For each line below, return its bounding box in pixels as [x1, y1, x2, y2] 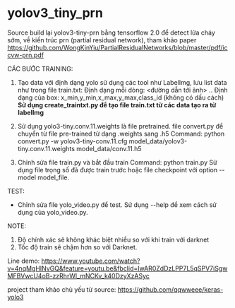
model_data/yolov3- [128, 136, 188, 146]
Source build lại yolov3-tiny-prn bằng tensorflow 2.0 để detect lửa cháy [7, 28, 215, 37]
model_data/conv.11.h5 [76, 144, 143, 153]
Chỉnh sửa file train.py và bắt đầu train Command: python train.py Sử [17, 158, 217, 167]
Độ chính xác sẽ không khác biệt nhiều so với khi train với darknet [17, 235, 210, 244]
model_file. [37, 173, 69, 182]
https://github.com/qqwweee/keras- [117, 285, 224, 294]
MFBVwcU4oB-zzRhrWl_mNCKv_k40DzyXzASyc [7, 271, 150, 280]
